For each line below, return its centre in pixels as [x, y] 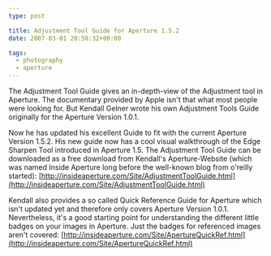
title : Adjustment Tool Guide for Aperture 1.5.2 [94, 30]
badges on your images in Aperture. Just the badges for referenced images [135, 226]
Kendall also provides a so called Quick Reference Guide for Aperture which [135, 200]
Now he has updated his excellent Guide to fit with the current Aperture [128, 132]
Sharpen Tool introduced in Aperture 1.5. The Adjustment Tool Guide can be [135, 150]
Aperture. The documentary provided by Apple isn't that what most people [133, 100]
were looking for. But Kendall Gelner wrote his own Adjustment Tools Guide [134, 108]
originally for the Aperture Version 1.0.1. [74, 117]
